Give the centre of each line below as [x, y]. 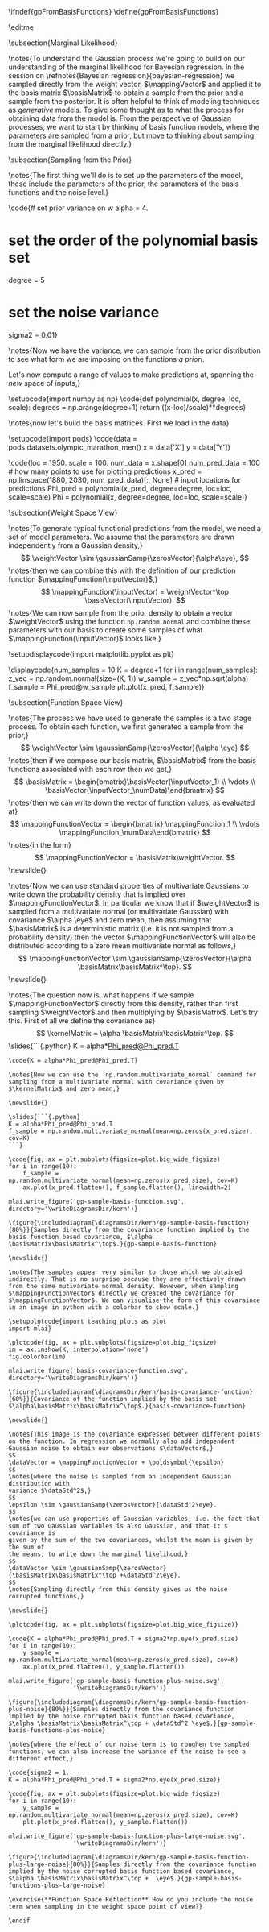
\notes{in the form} [40, 844]
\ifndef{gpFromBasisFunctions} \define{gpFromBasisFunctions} [114, 12]
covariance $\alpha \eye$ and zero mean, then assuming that [110, 920]
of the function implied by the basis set [145, 1399]
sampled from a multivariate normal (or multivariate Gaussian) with [118, 911]
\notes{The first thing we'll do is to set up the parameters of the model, [126, 175]
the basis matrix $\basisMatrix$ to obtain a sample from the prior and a [126, 93]
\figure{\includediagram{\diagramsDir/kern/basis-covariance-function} [130, 1392]
